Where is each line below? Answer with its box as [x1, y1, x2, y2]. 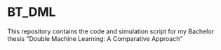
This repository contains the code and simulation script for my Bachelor [7, 27, 215, 35]
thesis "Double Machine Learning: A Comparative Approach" [7, 34, 183, 42]
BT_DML [7, 4, 56, 20]
